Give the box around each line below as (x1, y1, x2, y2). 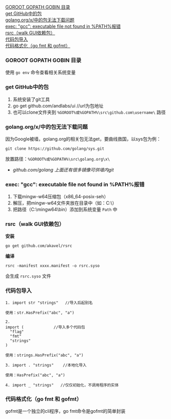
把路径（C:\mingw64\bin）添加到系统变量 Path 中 (12, 206, 118, 213)
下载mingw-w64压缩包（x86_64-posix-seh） (12, 194, 109, 200)
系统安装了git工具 (12, 96, 50, 102)
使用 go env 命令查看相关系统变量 (5, 69, 76, 76)
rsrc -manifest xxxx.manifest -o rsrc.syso (5, 264, 100, 269)
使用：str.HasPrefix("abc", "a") (5, 310, 74, 315)
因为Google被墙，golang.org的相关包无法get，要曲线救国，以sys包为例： (5, 135, 161, 142)
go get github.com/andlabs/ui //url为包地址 (12, 102, 104, 109)
